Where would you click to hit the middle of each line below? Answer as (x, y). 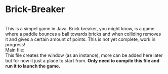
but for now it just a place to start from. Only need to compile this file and (82, 60)
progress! (15, 44)
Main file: (15, 50)
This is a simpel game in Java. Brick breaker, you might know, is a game (80, 28)
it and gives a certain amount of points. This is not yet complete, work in (80, 39)
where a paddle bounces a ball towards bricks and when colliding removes (83, 34)
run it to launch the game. (33, 66)
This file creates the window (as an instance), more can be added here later (84, 55)
